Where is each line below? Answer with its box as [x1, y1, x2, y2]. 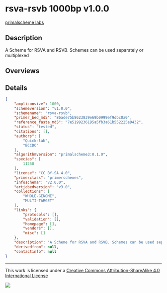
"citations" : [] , [14, 129, 50, 134]
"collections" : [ [14, 189, 50, 194]
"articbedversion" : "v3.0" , [14, 184, 72, 189]
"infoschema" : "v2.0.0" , [14, 180, 66, 185]
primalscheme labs [5, 19, 44, 25]
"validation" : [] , [23, 217, 61, 221]
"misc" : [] [23, 230, 46, 236]
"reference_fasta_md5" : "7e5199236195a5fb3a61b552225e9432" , [14, 120, 143, 125]
